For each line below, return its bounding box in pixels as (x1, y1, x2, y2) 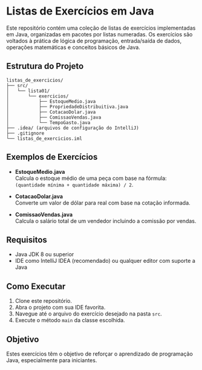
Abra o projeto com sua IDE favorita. (15, 304, 106, 311)
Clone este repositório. (15, 297, 73, 305)
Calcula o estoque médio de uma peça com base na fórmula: (15, 174, 168, 182)
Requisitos (6, 234, 47, 245)
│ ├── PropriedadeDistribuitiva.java (6, 104, 129, 110)
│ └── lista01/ (6, 88, 50, 94)
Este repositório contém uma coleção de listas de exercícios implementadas (6, 24, 196, 31)
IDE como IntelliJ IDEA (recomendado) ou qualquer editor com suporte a (15, 257, 195, 265)
